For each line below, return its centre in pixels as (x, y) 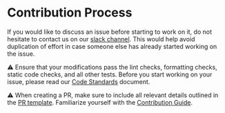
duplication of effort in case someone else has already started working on (112, 46)
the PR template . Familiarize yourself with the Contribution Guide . (100, 102)
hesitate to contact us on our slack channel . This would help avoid (101, 39)
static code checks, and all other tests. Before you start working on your (110, 74)
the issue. (21, 54)
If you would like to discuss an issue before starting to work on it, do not (110, 32)
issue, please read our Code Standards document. (79, 81)
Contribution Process (70, 13)
